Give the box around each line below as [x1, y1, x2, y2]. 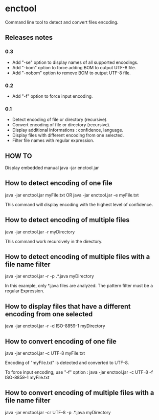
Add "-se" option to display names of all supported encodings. [12, 59, 138, 65]
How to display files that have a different [5, 302, 131, 310]
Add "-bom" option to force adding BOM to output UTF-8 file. [12, 64, 136, 70]
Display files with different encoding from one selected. [12, 132, 124, 138]
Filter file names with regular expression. [12, 138, 94, 143]
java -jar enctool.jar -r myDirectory [5, 229, 75, 235]
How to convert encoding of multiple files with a [5, 389, 154, 397]
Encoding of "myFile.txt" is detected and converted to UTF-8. [5, 360, 129, 366]
